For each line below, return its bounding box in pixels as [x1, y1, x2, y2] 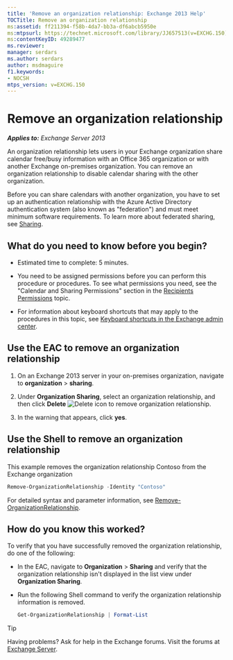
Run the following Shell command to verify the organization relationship [17, 591, 222, 599]
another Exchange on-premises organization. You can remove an [7, 162, 193, 171]
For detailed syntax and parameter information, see [7, 496, 154, 504]
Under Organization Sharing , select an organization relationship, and [17, 392, 216, 400]
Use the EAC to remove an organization [7, 342, 180, 354]
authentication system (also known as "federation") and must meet [7, 205, 199, 214]
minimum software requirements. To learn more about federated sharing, [7, 212, 216, 221]
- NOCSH [7, 74, 30, 82]
